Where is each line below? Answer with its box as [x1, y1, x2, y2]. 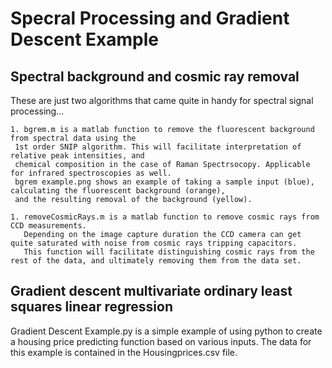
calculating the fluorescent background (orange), [10, 186, 226, 196]
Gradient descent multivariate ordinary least [10, 283, 293, 300]
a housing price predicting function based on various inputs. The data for [10, 335, 312, 347]
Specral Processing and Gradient [10, 7, 290, 30]
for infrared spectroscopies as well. [10, 168, 172, 178]
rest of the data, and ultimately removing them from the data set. [10, 256, 302, 266]
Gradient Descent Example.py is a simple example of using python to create [10, 325, 323, 337]
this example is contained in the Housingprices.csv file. [10, 346, 238, 358]
